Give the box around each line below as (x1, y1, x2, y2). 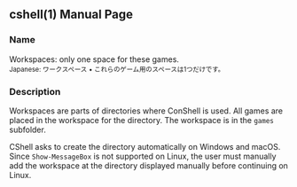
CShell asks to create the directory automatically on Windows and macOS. (9, 141, 281, 152)
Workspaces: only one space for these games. (9, 53, 180, 65)
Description (9, 85, 61, 97)
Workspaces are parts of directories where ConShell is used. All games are (9, 105, 284, 116)
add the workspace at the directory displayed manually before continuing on (9, 160, 288, 171)
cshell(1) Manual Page (9, 7, 134, 22)
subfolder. (9, 124, 46, 135)
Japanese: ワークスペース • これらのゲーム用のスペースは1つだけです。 (9, 65, 225, 74)
